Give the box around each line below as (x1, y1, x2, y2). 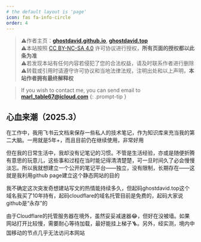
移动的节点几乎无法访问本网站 (11, 229, 85, 237)
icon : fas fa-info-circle (6, 14, 71, 20)
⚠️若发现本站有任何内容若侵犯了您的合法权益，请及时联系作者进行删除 (20, 59, 194, 67)
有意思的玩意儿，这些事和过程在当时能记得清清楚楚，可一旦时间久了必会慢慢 (6, 157, 195, 164)
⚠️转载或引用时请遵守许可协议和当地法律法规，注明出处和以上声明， (20, 67, 190, 74)
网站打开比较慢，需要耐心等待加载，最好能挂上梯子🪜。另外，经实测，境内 (6, 220, 190, 227)
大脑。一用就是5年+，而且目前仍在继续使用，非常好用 (11, 136, 144, 144)
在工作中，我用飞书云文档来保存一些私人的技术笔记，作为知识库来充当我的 (6, 129, 190, 136)
